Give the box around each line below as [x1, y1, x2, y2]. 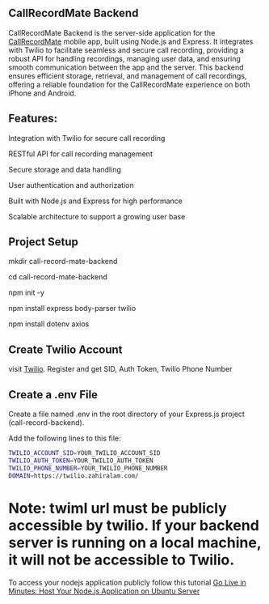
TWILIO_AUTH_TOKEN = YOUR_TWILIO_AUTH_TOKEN [8, 457, 153, 465]
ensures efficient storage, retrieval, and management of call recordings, [8, 70, 247, 80]
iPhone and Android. [8, 88, 77, 98]
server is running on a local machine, [8, 534, 262, 551]
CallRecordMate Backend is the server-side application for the [8, 28, 216, 37]
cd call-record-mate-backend [8, 272, 107, 282]
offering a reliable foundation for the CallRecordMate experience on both [8, 79, 250, 89]
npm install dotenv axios [8, 319, 90, 329]
